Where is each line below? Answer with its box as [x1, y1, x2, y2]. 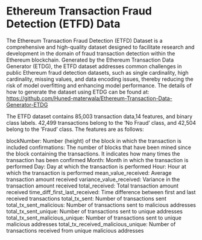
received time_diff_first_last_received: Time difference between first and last [6, 188, 196, 195]
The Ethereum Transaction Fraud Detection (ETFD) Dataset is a [6, 37, 163, 44]
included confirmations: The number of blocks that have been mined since [6, 144, 192, 151]
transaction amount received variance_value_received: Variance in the [6, 175, 180, 183]
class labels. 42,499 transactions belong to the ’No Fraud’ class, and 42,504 [6, 119, 197, 126]
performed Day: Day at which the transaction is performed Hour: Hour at [6, 163, 187, 170]
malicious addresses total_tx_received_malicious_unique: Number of [6, 220, 176, 227]
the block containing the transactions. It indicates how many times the [6, 150, 180, 157]
